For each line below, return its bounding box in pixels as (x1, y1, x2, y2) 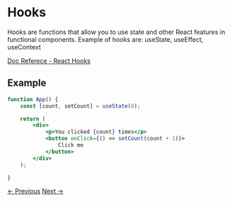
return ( (20, 115, 46, 123)
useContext (7, 43, 41, 51)
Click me (57, 142, 83, 149)
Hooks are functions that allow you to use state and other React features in (7, 28, 226, 36)
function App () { (7, 96, 59, 103)
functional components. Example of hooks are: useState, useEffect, (7, 35, 204, 43)
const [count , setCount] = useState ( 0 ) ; (20, 102, 141, 110)
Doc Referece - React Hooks (7, 56, 91, 64)
